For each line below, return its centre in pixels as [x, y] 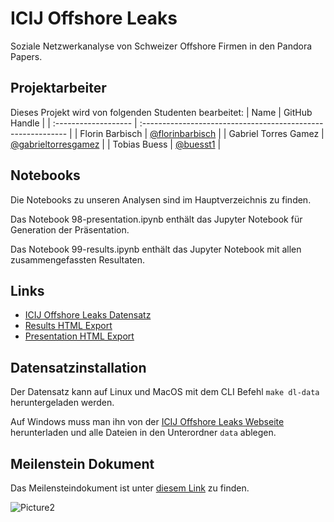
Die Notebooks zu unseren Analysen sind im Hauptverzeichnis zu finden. [161, 199]
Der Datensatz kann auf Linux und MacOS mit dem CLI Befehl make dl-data [165, 392]
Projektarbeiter [58, 88]
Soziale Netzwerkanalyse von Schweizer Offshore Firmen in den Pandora [161, 46]
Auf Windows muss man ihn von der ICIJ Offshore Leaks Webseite [147, 422]
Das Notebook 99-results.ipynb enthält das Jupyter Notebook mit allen [156, 249]
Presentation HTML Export [79, 336]
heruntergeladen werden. [62, 403]
